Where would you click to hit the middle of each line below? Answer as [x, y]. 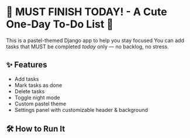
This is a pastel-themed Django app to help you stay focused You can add [95, 40]
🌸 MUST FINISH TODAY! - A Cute [87, 12]
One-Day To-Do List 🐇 [60, 24]
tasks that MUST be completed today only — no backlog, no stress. [87, 47]
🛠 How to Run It [36, 129]
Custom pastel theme [40, 104]
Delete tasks [30, 91]
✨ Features [27, 65]
